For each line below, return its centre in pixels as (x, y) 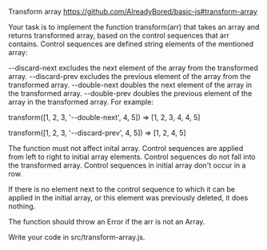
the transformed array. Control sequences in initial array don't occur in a (127, 165)
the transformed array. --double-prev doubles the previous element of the (130, 93)
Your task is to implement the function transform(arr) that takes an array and (134, 27)
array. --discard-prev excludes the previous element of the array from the (130, 76)
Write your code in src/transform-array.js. (77, 237)
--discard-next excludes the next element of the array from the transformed (133, 68)
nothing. (22, 206)
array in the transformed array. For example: (81, 102)
